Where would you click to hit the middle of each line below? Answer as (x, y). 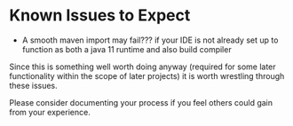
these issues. (33, 85)
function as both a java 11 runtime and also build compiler (127, 49)
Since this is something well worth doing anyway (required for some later (143, 67)
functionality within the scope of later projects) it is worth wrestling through (147, 75)
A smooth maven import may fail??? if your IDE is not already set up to (150, 40)
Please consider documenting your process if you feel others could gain (141, 102)
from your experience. (50, 112)
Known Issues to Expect (100, 16)
